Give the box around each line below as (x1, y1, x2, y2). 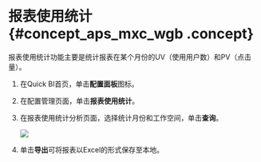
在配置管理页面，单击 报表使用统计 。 (19, 96, 140, 105)
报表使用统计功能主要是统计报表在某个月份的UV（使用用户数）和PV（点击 (8, 52, 251, 61)
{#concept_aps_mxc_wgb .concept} (8, 25, 254, 43)
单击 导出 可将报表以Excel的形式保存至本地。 (19, 144, 164, 154)
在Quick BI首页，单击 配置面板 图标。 (19, 79, 139, 89)
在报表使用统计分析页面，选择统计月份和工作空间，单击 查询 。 (19, 113, 223, 122)
